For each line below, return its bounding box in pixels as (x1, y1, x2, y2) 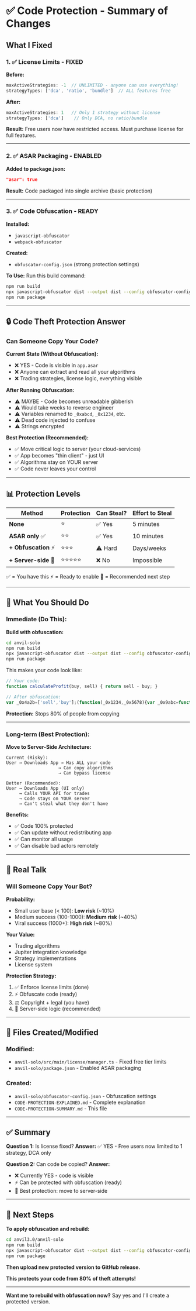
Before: (6, 71, 24, 78)
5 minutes (132, 520, 160, 528)
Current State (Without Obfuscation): (6, 350, 99, 357)
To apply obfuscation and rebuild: (6, 1226, 90, 1233)
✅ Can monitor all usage (14, 835, 73, 842)
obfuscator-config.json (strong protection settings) (14, 260, 140, 267)
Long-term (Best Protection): (6, 730, 90, 738)
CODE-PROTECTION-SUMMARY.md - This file (14, 1104, 107, 1112)
